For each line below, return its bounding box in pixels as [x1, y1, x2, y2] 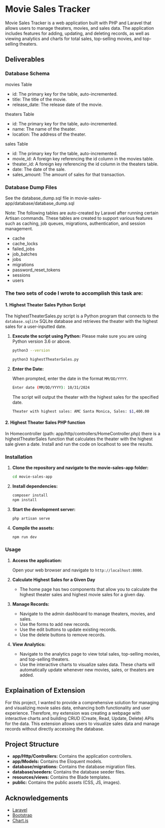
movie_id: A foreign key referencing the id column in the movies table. [12, 155, 154, 161]
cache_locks [12, 240, 38, 246]
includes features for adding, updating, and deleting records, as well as [5, 30, 150, 36]
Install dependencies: [12, 483, 58, 489]
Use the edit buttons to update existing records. [19, 626, 117, 632]
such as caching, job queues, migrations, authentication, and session [5, 220, 146, 226]
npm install [12, 497, 37, 502]
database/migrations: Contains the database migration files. [12, 764, 136, 770]
